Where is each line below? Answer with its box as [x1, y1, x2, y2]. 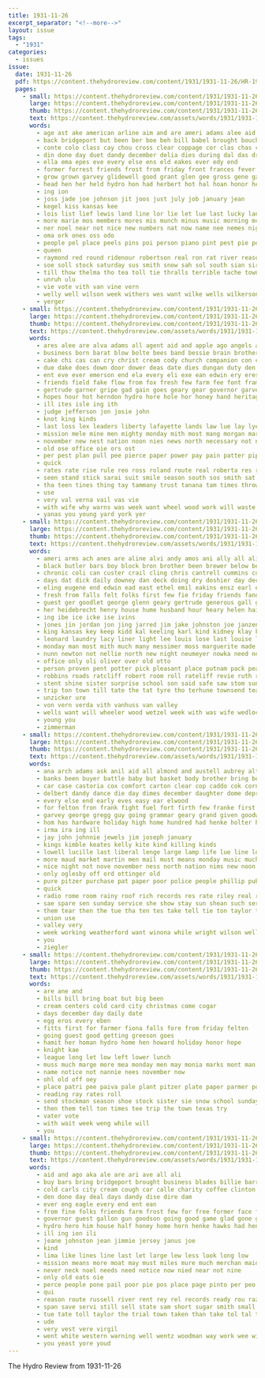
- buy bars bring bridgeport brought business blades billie [36, 1178, 242, 1186]
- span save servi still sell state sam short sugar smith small [36, 1303, 256, 1311]
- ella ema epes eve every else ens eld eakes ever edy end [36, 159, 238, 167]
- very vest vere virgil [36, 1325, 118, 1333]
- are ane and [36, 987, 83, 995]
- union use [36, 914, 77, 922]
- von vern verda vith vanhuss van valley [36, 702, 178, 710]
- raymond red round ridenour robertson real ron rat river [36, 253, 238, 261]
